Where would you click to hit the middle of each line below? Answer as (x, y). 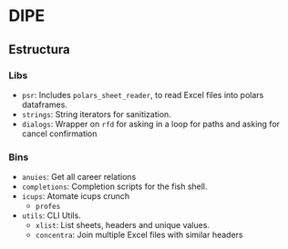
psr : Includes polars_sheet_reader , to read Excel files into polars (143, 95)
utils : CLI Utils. (51, 215)
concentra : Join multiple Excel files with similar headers (139, 235)
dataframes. (44, 105)
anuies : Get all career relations (79, 177)
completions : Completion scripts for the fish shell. (114, 186)
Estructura (39, 50)
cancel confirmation (59, 134)
